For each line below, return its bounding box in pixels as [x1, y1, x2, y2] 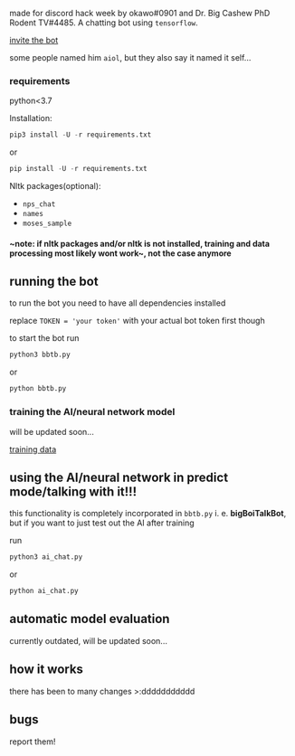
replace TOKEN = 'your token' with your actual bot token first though [9, 316, 265, 326]
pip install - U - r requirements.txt [9, 165, 147, 174]
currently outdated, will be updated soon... [9, 635, 167, 646]
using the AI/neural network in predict [9, 469, 229, 485]
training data [9, 443, 57, 455]
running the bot [9, 274, 99, 289]
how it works [9, 662, 84, 677]
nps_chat [22, 200, 56, 209]
